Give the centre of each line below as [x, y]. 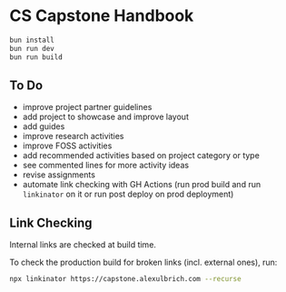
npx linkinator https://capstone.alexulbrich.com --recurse [126, 279]
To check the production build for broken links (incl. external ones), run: [143, 262]
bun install [32, 40]
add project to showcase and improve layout [105, 117]
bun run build [36, 57]
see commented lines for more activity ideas [105, 166]
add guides [44, 126]
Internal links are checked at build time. [83, 245]
